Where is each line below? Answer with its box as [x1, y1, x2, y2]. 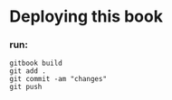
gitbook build [9, 59, 63, 68]
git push [9, 83, 43, 92]
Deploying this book [9, 6, 163, 27]
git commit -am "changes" [9, 75, 107, 84]
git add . [9, 67, 47, 76]
